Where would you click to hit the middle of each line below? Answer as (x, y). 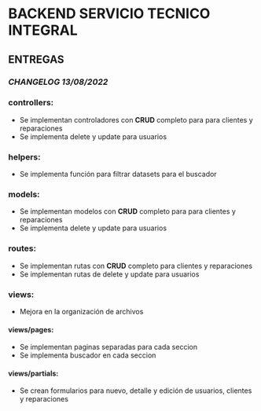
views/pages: (31, 329)
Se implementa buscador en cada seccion (88, 355)
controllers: (31, 103)
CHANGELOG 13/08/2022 (58, 82)
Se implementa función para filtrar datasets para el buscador (118, 174)
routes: (22, 248)
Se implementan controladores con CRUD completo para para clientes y (136, 119)
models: (24, 195)
